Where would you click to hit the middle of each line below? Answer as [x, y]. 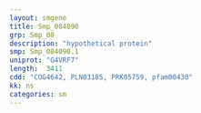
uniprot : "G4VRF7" [44, 60]
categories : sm [38, 94]
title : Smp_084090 [44, 26]
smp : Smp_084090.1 [44, 52]
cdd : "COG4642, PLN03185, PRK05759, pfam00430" [101, 77]
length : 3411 [36, 69]
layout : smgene [38, 18]
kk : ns [22, 86]
